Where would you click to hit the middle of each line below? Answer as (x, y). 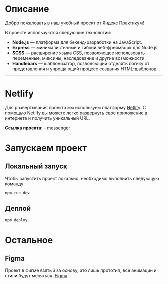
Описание (27, 9)
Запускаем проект (46, 148)
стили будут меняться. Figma (36, 276)
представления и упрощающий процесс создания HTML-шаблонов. (85, 69)
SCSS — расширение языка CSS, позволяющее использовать (79, 53)
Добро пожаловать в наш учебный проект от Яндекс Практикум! (75, 23)
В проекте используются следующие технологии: (58, 32)
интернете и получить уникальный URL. (48, 118)
